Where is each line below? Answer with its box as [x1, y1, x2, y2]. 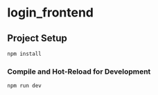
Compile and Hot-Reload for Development [7, 67, 151, 76]
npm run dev [7, 83, 42, 89]
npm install [7, 50, 42, 57]
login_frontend [7, 5, 94, 21]
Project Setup [7, 32, 68, 44]
